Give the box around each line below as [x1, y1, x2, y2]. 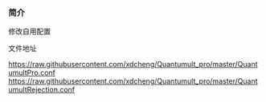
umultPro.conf [8, 68, 56, 77]
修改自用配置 [8, 26, 51, 37]
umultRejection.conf [8, 85, 76, 95]
